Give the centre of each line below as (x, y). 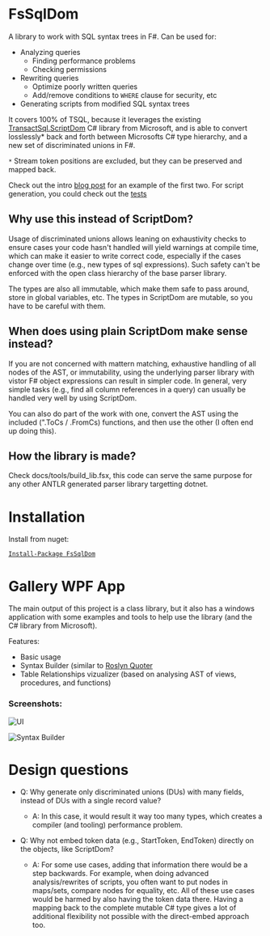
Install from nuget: (39, 540)
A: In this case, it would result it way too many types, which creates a (147, 816)
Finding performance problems (84, 61)
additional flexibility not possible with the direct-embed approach (140, 917)
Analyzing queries (50, 52)
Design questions (69, 770)
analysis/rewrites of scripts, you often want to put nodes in (130, 882)
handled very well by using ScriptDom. (73, 398)
